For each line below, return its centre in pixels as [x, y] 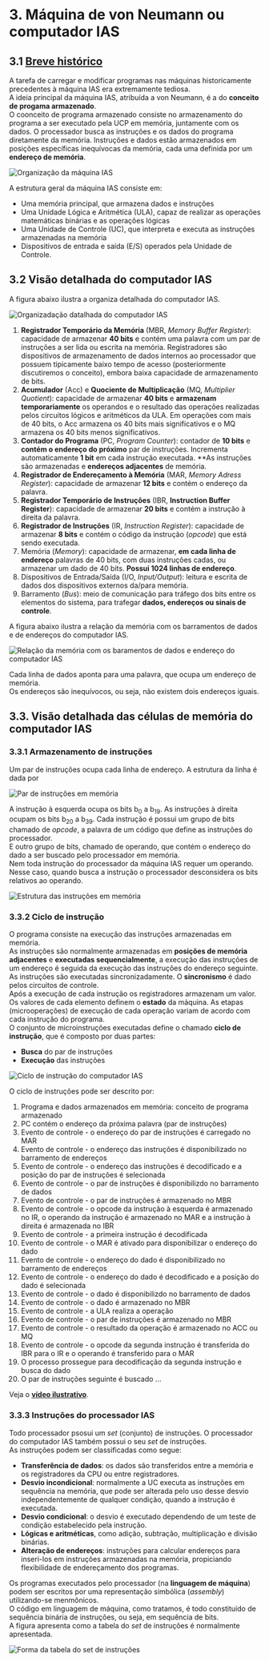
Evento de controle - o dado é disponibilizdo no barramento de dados [135, 1294]
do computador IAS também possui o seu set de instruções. [108, 1441]
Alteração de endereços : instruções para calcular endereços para [130, 1550]
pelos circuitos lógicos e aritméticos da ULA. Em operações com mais [136, 415]
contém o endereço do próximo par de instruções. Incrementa [124, 449]
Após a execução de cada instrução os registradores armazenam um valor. [133, 994]
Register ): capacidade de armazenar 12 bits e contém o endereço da [134, 483]
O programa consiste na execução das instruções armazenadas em [120, 934]
